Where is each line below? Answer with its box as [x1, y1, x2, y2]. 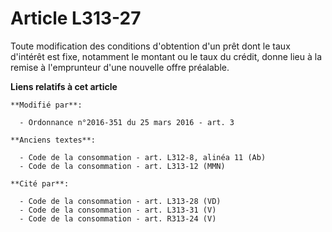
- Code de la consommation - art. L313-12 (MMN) [19, 161, 226, 171]
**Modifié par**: [10, 100, 83, 110]
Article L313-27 [10, 7, 142, 30]
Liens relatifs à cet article [10, 80, 118, 92]
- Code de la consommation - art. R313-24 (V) [19, 213, 217, 224]
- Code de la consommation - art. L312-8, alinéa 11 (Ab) [19, 152, 267, 162]
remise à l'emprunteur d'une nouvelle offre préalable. [10, 61, 230, 73]
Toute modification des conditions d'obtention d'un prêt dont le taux [10, 40, 291, 52]
